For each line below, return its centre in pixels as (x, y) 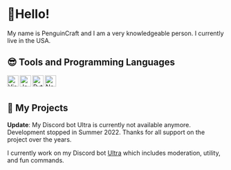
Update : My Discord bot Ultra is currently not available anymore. (99, 124)
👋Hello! (28, 14)
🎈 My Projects (38, 108)
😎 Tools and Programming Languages (91, 63)
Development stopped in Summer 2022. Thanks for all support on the (106, 132)
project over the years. (39, 139)
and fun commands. (36, 160)
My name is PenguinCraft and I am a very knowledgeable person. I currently (115, 33)
